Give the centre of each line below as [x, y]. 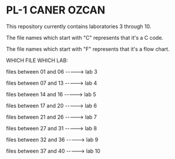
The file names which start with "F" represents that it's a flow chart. [88, 49]
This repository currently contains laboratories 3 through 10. [79, 26]
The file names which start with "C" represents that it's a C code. [85, 37]
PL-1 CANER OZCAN [56, 10]
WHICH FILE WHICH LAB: [37, 60]
